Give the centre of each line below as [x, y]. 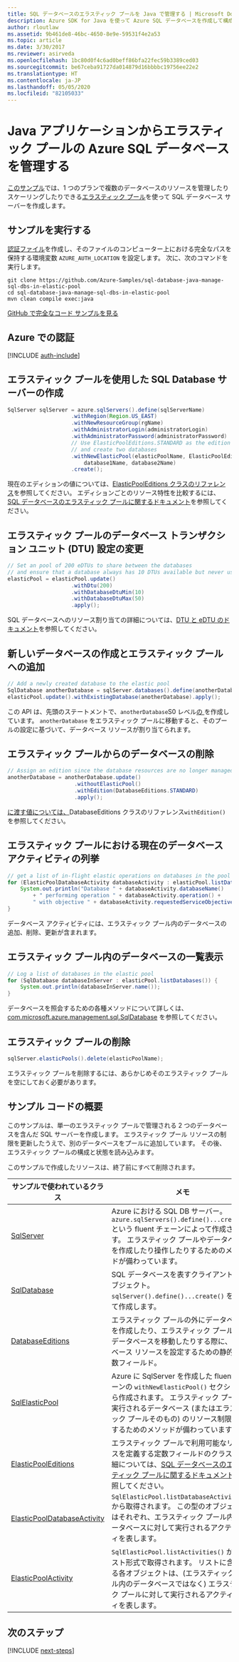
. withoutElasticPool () [108, 784]
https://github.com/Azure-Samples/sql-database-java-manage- [131, 280]
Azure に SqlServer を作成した [162, 1376]
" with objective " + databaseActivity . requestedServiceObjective [133, 902]
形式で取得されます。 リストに [176, 1562]
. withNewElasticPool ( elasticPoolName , [128, 456]
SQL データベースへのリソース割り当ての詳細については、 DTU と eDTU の [116, 620]
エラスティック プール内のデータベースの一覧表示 [116, 957]
